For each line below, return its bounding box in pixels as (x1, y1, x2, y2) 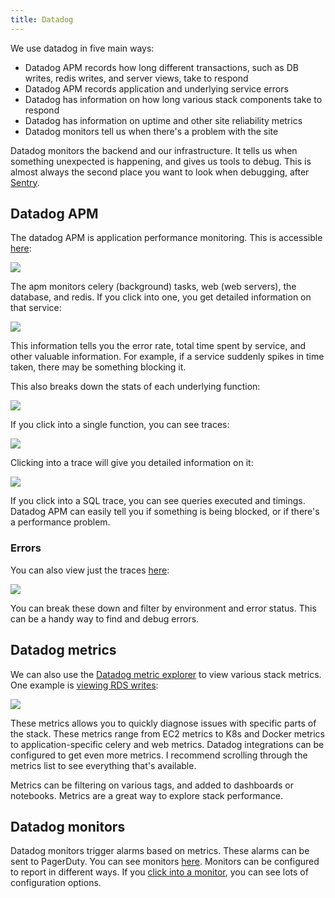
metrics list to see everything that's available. (10, 759, 197, 771)
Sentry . (10, 176, 40, 188)
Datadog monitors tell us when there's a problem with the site (24, 125, 279, 137)
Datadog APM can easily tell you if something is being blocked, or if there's (10, 506, 320, 518)
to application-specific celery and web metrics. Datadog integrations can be (10, 738, 325, 750)
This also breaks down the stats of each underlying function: (10, 381, 261, 393)
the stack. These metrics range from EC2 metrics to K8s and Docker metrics (10, 727, 325, 740)
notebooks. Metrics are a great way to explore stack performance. (10, 789, 283, 801)
